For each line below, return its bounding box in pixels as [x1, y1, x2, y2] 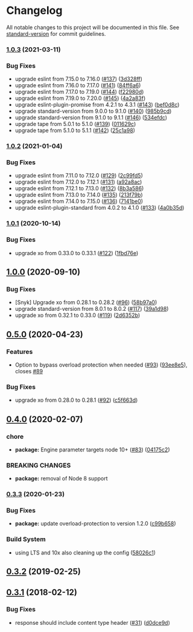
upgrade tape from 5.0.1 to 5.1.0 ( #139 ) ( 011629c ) [14, 121, 136, 128]
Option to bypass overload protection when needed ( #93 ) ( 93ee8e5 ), [14, 361, 188, 368]
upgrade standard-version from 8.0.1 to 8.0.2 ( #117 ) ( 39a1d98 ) [14, 305, 169, 313]
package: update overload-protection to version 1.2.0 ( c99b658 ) [14, 520, 176, 527]
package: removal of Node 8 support [14, 475, 108, 482]
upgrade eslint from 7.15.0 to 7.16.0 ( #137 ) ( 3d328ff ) [14, 75, 143, 82]
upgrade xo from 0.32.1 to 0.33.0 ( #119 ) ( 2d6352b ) [14, 311, 141, 319]
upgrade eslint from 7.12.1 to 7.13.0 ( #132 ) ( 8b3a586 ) [14, 185, 144, 192]
